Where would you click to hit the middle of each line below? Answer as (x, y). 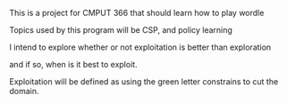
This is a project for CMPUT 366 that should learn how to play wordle (137, 13)
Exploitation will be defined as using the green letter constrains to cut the (144, 82)
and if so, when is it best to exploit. (73, 64)
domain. (24, 91)
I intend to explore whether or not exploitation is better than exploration (140, 47)
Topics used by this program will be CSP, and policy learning (121, 30)
